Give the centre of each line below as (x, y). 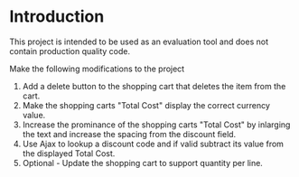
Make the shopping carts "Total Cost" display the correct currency (146, 105)
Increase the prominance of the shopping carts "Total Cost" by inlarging (156, 125)
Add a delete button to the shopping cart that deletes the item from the (154, 86)
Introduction (57, 17)
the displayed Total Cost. (69, 153)
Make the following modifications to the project (97, 69)
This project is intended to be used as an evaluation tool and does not (139, 42)
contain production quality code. (70, 51)
